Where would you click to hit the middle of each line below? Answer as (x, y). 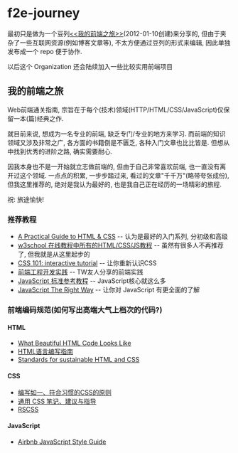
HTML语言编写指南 (45, 352)
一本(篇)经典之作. (38, 118)
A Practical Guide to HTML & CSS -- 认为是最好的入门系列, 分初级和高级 (123, 237)
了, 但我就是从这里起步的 (54, 255)
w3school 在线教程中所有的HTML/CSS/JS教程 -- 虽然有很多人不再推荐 (120, 245)
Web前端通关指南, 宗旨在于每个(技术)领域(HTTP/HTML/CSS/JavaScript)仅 (115, 110)
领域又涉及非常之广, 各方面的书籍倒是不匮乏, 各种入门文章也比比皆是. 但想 (115, 142)
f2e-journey (44, 13)
